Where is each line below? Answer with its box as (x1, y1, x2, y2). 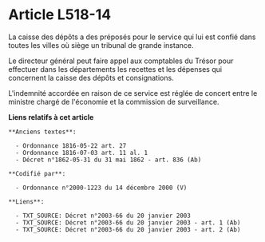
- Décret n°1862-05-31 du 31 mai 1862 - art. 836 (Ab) (15, 156, 202, 164)
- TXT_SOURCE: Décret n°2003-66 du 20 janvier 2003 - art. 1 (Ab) (15, 218, 241, 227)
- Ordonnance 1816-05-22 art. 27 (15, 141, 127, 149)
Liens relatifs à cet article (8, 112, 94, 121)
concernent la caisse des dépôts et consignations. (8, 73, 174, 82)
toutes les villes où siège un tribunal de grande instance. (8, 40, 194, 50)
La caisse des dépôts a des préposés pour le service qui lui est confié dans (8, 32, 257, 42)
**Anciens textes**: (8, 128, 77, 136)
